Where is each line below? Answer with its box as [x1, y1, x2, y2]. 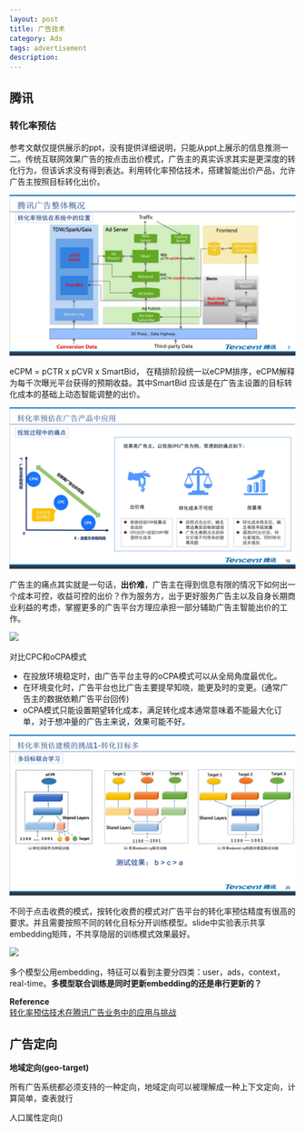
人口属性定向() [9, 1112, 64, 1123]
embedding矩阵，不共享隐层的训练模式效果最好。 [9, 928, 195, 940]
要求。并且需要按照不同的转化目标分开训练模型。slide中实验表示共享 [9, 917, 266, 928]
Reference [9, 996, 50, 1007]
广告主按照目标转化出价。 [9, 175, 105, 186]
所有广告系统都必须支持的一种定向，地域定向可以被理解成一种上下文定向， [9, 1082, 288, 1093]
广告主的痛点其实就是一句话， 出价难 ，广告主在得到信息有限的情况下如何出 [9, 578, 288, 590]
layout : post [9, 15, 59, 24]
